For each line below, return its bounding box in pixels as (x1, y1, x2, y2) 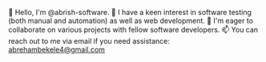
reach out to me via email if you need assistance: (8, 37, 171, 45)
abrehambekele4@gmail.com (8, 45, 106, 54)
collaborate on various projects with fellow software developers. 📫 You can (8, 25, 259, 34)
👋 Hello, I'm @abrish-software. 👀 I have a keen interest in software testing (8, 8, 252, 17)
